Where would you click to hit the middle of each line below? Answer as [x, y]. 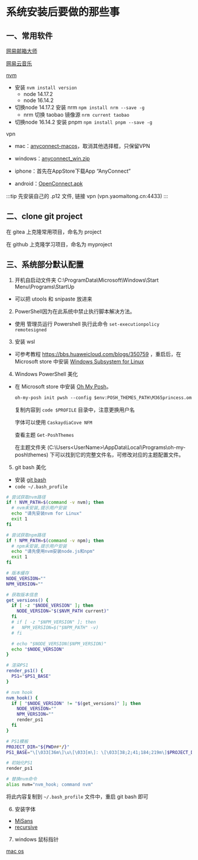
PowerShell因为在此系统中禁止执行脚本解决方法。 [75, 311]
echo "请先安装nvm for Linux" [47, 513]
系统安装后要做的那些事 [63, 12]
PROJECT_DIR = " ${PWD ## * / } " [38, 747]
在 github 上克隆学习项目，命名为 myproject [59, 244]
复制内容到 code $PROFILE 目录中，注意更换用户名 [75, 410]
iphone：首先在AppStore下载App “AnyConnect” [72, 171]
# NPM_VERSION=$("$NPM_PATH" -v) [55, 627]
